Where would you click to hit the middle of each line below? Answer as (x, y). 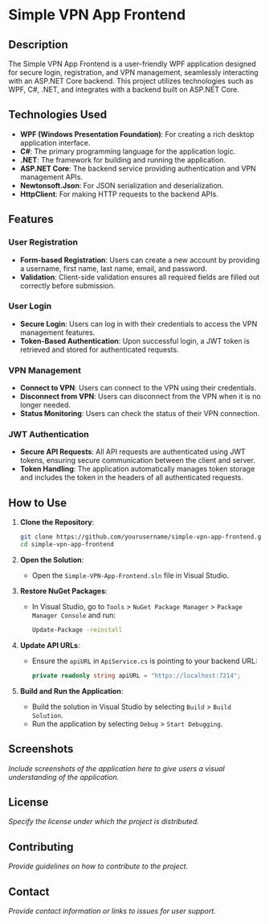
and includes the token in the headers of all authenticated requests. (131, 477)
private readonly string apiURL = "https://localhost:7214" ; (136, 675)
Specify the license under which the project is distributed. (104, 822)
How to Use (38, 503)
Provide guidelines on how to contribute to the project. (98, 866)
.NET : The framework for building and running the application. (123, 159)
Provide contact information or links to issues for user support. (112, 910)
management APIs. (51, 177)
